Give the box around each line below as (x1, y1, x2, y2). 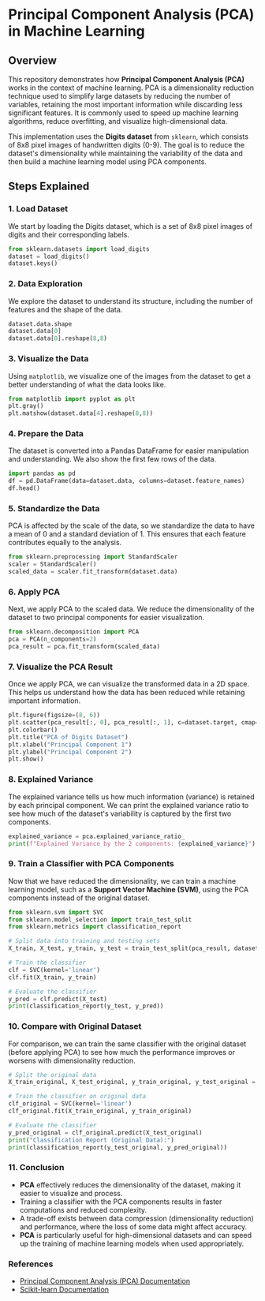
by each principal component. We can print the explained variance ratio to (8, 800, 249, 809)
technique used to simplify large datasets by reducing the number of (8, 92, 231, 100)
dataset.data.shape (8, 320, 73, 328)
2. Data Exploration (8, 279, 83, 290)
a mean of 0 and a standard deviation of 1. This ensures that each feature (8, 529, 246, 539)
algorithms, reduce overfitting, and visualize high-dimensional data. (8, 117, 228, 125)
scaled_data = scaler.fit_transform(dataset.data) (8, 568, 178, 576)
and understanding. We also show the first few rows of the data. (8, 454, 217, 464)
